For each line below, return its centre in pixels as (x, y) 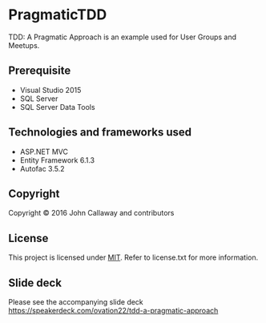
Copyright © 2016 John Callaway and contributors (91, 213)
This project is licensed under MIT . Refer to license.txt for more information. (133, 257)
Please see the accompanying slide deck (76, 302)
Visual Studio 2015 (50, 90)
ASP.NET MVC (44, 151)
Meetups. (24, 45)
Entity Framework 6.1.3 (57, 160)
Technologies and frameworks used (100, 133)
